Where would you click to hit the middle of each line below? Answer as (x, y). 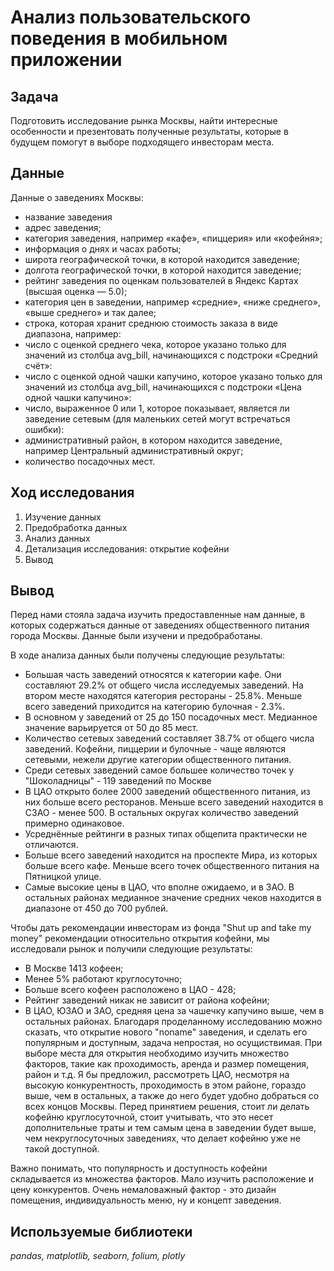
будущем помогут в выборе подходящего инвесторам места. (142, 142)
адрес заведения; (63, 227)
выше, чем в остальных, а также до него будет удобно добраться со (172, 1096)
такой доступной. (62, 1149)
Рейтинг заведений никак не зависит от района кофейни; (147, 1000)
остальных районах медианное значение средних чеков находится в (173, 898)
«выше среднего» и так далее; (90, 312)
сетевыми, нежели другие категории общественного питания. (158, 760)
